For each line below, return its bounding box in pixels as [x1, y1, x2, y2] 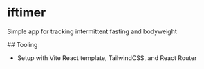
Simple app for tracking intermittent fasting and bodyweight [7, 27, 178, 36]
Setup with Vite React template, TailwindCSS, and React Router [17, 53, 197, 62]
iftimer [7, 5, 46, 20]
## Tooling [7, 40, 38, 49]
